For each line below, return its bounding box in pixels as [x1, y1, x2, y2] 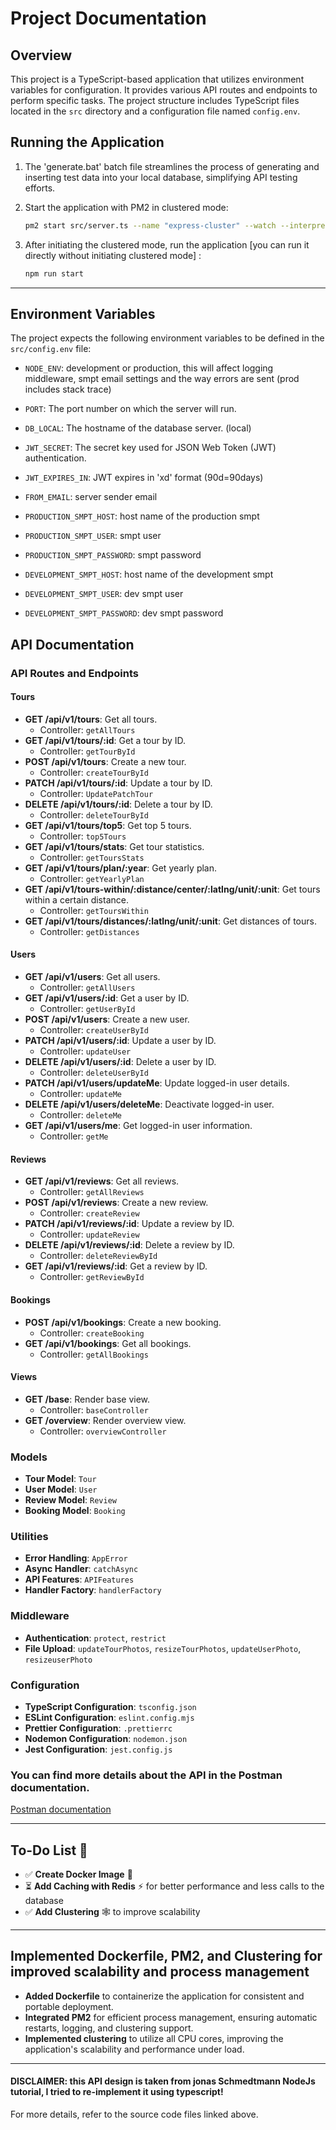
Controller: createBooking [39, 1327, 145, 1339]
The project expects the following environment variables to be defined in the [10, 332, 325, 344]
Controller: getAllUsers [39, 982, 136, 994]
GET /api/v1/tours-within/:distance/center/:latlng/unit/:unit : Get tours [24, 883, 321, 895]
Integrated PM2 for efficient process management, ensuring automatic [24, 2011, 318, 2023]
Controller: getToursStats [39, 851, 145, 863]
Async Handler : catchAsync [24, 1563, 139, 1575]
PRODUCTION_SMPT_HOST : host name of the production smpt [24, 510, 260, 522]
